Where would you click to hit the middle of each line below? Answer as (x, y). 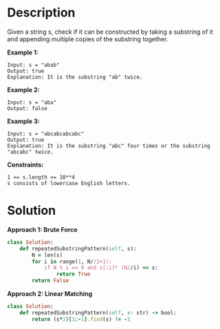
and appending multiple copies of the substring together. (88, 39)
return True (73, 274)
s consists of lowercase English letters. (69, 183)
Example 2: (23, 89)
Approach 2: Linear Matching (50, 294)
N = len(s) (47, 255)
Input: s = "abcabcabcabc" (46, 134)
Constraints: (25, 164)
